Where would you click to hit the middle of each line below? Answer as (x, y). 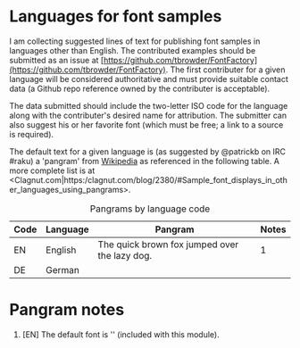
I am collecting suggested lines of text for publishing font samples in (135, 41)
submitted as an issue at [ (57, 60)
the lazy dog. (125, 255)
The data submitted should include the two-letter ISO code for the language (149, 105)
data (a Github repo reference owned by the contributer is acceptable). (140, 88)
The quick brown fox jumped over (168, 244)
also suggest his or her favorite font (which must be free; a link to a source (146, 124)
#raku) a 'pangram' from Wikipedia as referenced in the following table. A (144, 161)
